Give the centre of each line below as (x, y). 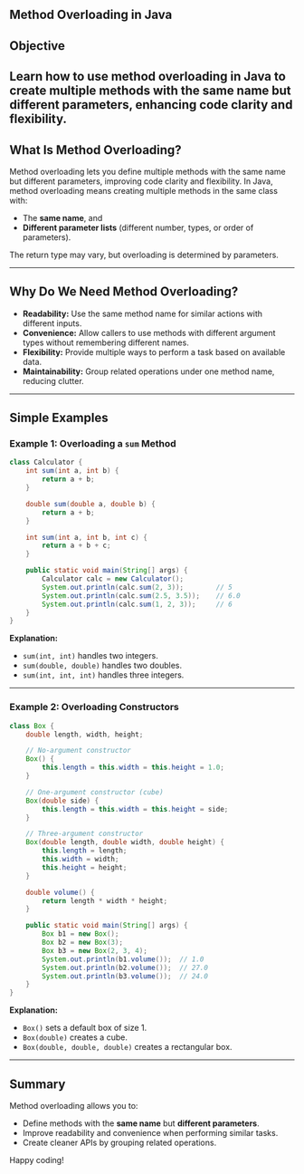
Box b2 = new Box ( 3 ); (83, 943)
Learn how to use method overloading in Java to (148, 77)
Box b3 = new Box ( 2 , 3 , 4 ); (95, 950)
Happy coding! (37, 1160)
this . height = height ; (85, 867)
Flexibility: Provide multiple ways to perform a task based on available (154, 351)
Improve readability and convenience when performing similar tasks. (150, 1132)
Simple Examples (59, 418)
